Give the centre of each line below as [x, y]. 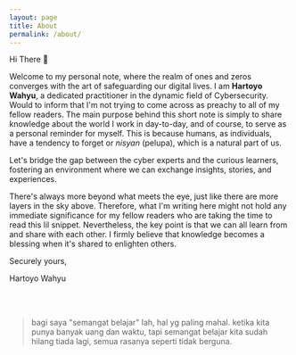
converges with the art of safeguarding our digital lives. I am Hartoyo [136, 87]
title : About [33, 26]
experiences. [33, 179]
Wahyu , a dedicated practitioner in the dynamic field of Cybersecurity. [139, 95]
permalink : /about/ [45, 34]
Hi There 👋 [29, 60]
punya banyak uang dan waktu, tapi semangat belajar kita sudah [149, 332]
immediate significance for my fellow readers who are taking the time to [141, 216]
